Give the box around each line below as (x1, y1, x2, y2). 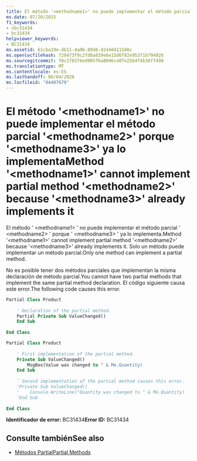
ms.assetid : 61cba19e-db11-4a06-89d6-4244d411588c (6, 47, 133, 53)
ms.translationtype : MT (6, 63, 64, 69)
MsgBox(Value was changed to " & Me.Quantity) (27, 362, 143, 368)
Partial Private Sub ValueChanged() (16, 313, 107, 319)
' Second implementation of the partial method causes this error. (16, 378, 185, 385)
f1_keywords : (6, 19, 38, 25)
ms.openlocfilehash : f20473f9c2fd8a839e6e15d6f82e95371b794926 (6, 52, 164, 58)
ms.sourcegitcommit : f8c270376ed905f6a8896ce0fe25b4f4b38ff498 (6, 58, 164, 63)
